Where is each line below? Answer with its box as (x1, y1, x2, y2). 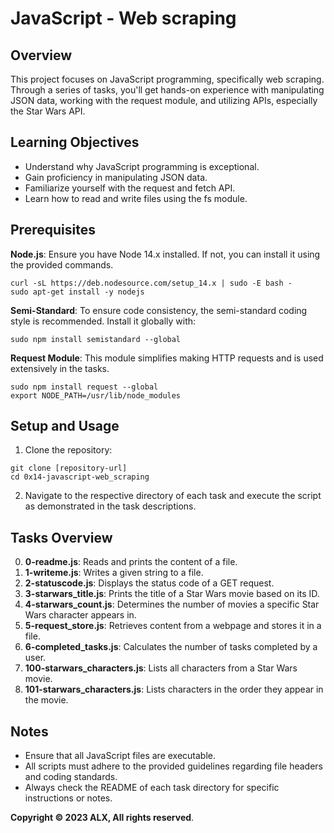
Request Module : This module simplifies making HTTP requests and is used (10, 352, 324, 364)
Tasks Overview (10, 529, 113, 546)
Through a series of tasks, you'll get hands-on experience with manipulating (10, 84, 325, 96)
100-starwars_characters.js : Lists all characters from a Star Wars (24, 662, 298, 674)
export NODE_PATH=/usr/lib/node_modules (10, 390, 182, 401)
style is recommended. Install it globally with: (10, 315, 197, 327)
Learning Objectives (10, 134, 140, 151)
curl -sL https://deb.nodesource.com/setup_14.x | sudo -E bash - (10, 278, 293, 288)
